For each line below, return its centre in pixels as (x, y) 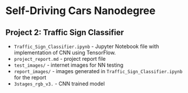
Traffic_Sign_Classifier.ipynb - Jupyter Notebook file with (86, 46)
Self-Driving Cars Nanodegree (81, 11)
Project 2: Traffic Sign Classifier (65, 32)
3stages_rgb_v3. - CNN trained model (59, 84)
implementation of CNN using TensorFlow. (65, 53)
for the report (30, 77)
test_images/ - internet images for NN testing (69, 65)
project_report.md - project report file (60, 59)
